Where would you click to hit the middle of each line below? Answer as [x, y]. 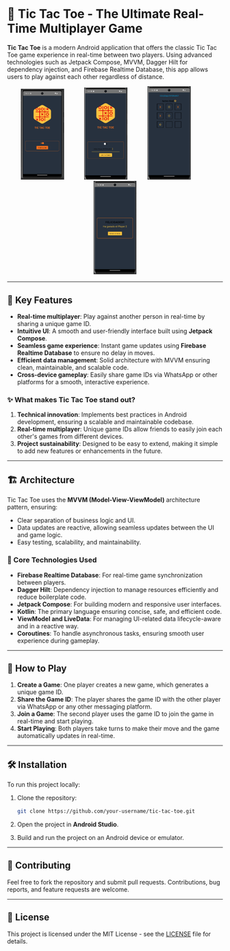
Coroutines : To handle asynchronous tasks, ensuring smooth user [111, 633]
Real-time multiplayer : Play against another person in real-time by [111, 317]
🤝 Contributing [39, 866]
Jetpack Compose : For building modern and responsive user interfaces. [119, 604]
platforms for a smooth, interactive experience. [83, 382]
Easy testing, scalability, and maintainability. [79, 542]
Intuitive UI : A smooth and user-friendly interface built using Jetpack [115, 331]
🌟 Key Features [40, 300]
